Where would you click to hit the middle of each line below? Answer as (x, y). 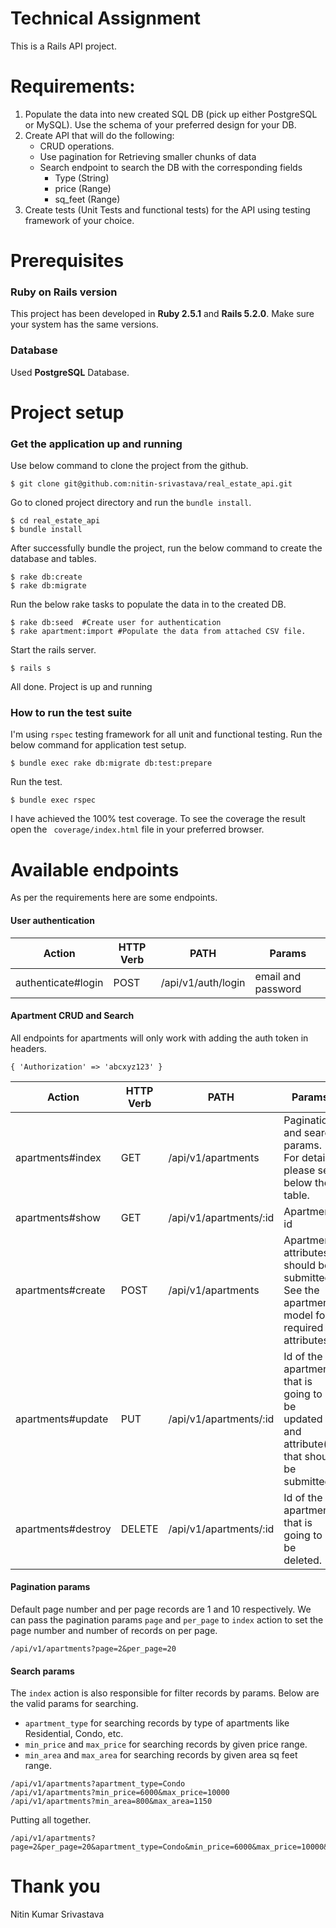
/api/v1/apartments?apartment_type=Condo (98, 1784)
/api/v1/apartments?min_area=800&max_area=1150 (111, 1802)
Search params (42, 1671)
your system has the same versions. (84, 324)
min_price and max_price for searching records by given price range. (166, 1744)
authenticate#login (59, 982)
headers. (28, 1048)
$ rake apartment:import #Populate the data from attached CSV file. (158, 632)
